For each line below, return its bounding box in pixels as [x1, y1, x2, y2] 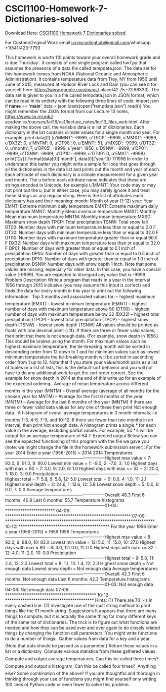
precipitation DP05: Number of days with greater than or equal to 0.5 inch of [5, 250, 161, 256]
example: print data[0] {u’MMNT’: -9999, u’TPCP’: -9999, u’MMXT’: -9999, [5, 134, 158, 140]
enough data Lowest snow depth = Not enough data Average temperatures [5, 566, 158, 572]
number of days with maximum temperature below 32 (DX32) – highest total [5, 311, 160, 317]
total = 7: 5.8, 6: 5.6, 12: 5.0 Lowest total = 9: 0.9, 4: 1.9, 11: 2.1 [22, 476, 147, 482]
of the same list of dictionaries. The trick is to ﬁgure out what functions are [5, 619, 157, 625]
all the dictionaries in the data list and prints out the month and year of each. [5, 166, 161, 172]
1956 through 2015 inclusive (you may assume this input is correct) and [5, 282, 150, 288]
